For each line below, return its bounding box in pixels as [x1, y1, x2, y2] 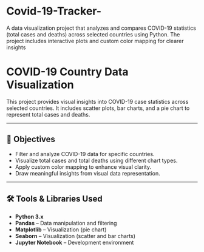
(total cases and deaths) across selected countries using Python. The [6, 30, 180, 38]
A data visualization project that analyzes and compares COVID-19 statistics [6, 24, 196, 32]
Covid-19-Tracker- [6, 4, 102, 18]
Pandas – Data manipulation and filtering [15, 219, 117, 226]
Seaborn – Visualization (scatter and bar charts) [15, 232, 135, 239]
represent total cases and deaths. [6, 111, 90, 118]
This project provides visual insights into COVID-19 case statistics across [6, 98, 189, 105]
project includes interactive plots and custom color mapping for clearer [6, 37, 184, 44]
